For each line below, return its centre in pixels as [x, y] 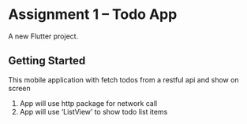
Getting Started [47, 61]
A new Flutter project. [43, 36]
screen [20, 88]
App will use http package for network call [88, 103]
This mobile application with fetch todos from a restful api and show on [123, 79]
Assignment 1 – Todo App [93, 15]
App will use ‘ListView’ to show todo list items [94, 111]
